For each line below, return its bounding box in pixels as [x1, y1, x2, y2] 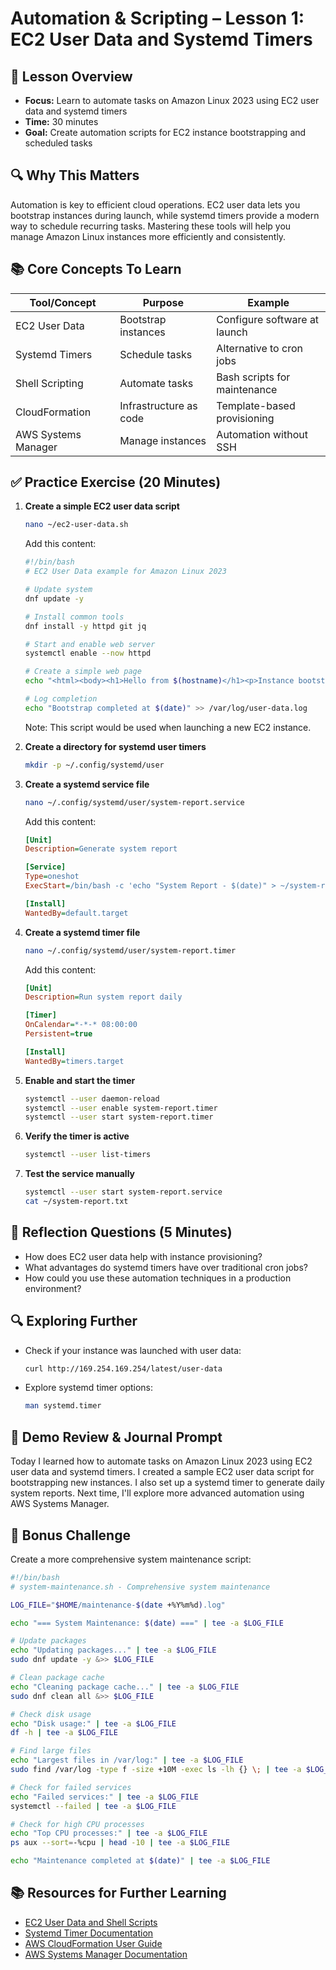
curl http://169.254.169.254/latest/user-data [24, 1363, 223, 1374]
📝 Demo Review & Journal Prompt [10, 1428, 223, 1446]
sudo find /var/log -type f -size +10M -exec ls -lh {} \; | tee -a [10, 1765, 302, 1775]
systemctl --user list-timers [24, 1150, 152, 1160]
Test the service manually [24, 1168, 136, 1180]
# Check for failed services [10, 1782, 132, 1792]
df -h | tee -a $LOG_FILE [10, 1728, 118, 1738]
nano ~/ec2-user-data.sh [24, 520, 129, 530]
